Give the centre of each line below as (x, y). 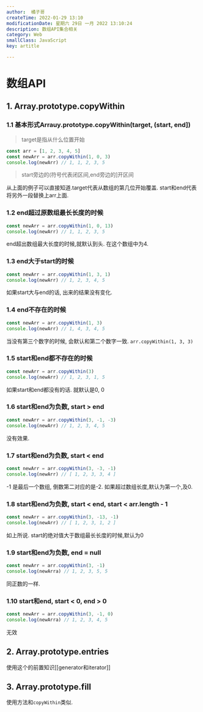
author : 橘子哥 (26, 12)
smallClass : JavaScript (37, 40)
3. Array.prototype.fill (49, 687)
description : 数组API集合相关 (42, 29)
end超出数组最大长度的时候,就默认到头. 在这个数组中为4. (77, 244)
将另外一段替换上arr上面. (38, 196)
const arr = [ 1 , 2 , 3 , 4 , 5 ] (43, 151)
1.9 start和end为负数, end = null (54, 552)
